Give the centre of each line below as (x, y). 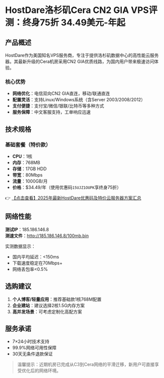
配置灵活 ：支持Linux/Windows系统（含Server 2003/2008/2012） (79, 100)
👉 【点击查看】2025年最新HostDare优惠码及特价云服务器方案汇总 (73, 198)
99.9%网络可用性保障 (34, 348)
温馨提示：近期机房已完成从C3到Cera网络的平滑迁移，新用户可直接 (86, 365)
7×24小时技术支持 (31, 342)
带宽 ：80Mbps (27, 175)
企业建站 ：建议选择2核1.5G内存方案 (49, 305)
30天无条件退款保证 (32, 354)
